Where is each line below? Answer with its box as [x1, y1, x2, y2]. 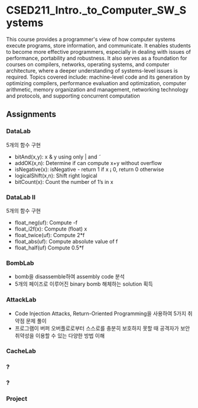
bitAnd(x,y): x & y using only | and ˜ [14, 153, 102, 160]
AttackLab [6, 296, 37, 304]
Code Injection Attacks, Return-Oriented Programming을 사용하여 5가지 [14, 310, 187, 317]
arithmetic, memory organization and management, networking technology [6, 86, 189, 93]
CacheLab [6, 347, 37, 355]
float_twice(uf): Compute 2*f [14, 231, 85, 238]
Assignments [6, 109, 57, 119]
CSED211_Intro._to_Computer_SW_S [6, 4, 187, 17]
